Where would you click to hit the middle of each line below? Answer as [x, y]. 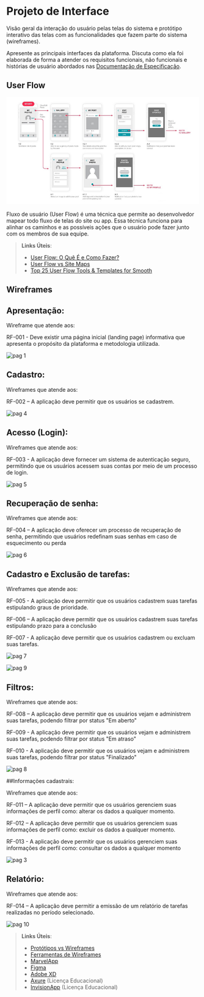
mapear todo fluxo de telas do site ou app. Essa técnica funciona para [94, 220]
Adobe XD [43, 974]
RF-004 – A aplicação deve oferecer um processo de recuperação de [94, 530]
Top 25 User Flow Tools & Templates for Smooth [91, 270]
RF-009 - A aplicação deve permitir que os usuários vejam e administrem [99, 732]
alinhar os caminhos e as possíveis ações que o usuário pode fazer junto [98, 227]
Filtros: [20, 687]
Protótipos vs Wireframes [62, 948]
